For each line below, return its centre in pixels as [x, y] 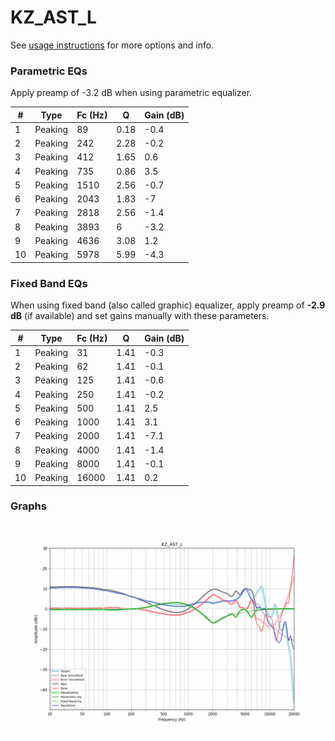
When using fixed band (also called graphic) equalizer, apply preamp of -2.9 [168, 305]
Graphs [28, 506]
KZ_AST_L [53, 17]
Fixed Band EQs [49, 283]
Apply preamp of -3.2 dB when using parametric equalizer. [131, 93]
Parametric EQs [49, 71]
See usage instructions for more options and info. [112, 45]
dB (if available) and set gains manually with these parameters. [140, 316]
